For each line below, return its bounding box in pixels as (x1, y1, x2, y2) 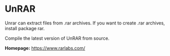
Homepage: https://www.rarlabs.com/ (5, 45, 85, 51)
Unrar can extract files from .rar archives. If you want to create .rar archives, (5, 20, 165, 26)
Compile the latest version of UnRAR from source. (5, 35, 110, 41)
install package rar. (5, 25, 45, 31)
